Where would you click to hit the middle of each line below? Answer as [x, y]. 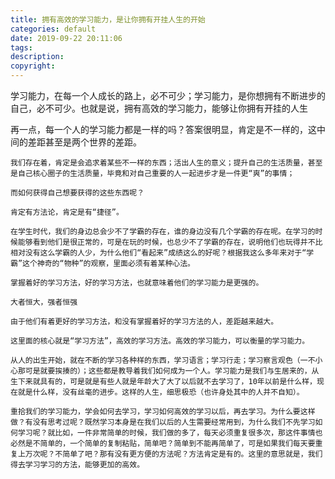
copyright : [33, 66]
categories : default [53, 29]
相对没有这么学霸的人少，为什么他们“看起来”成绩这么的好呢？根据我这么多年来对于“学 [162, 253]
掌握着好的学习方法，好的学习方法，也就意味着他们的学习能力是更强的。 [137, 283]
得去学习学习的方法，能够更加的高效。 [77, 465]
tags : [21, 47]
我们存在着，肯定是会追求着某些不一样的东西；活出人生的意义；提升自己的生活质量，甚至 [166, 163]
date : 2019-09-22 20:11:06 [66, 38]
